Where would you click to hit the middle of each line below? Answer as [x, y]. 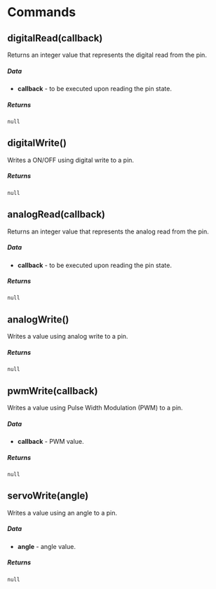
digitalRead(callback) [55, 38]
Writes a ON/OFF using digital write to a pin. [71, 160]
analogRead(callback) [56, 215]
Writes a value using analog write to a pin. [68, 337]
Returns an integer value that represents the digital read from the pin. [107, 55]
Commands [42, 12]
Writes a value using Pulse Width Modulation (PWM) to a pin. [95, 408]
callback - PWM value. [50, 442]
